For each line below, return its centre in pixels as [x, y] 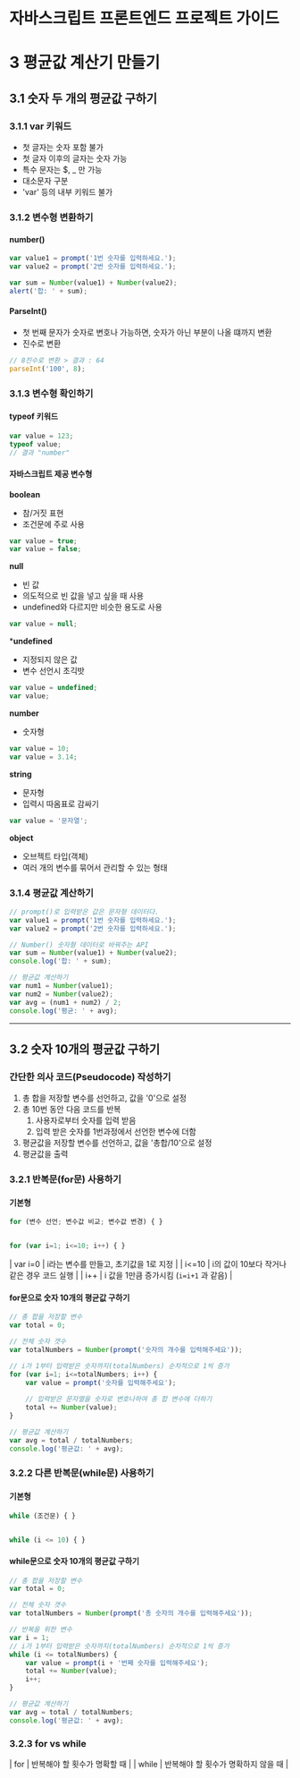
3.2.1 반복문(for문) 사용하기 [66, 1179]
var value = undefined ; [54, 688]
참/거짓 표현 [43, 513]
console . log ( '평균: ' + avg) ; [63, 1011]
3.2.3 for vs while [48, 1743]
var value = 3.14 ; [43, 757]
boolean [25, 494]
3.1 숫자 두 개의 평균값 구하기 [83, 98]
